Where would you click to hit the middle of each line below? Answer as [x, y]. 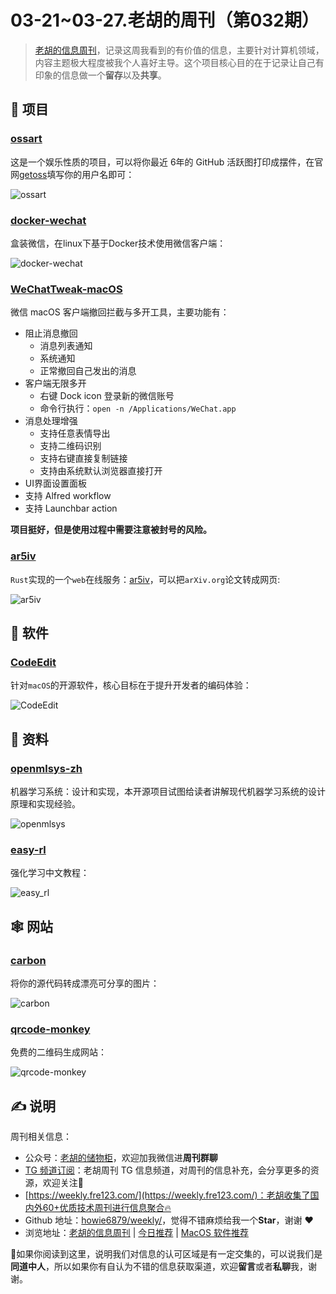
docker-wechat [48, 220]
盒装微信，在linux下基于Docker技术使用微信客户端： [118, 243]
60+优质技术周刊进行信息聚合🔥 [107, 1207]
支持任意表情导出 [75, 433]
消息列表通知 [66, 346]
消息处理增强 [51, 421]
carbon [28, 960]
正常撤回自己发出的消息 [88, 371]
